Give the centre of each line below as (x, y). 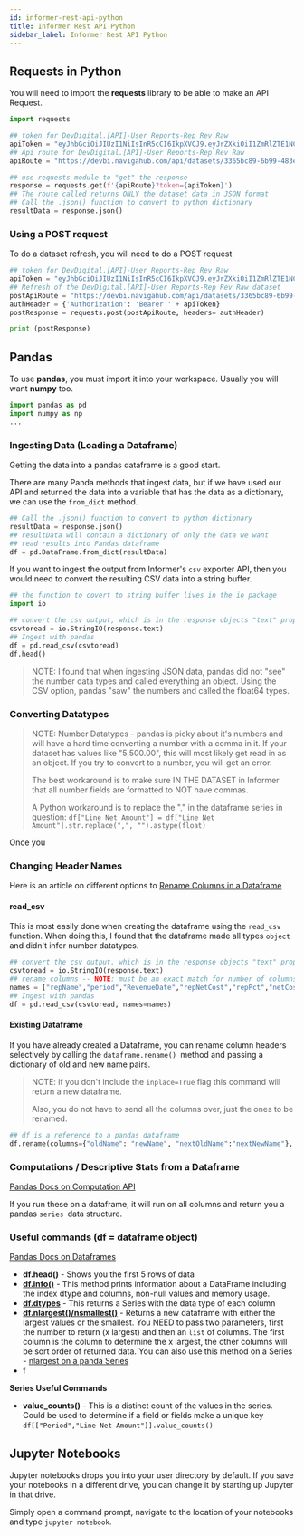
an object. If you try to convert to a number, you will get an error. (152, 763)
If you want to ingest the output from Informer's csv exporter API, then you (148, 569)
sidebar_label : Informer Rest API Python (89, 34)
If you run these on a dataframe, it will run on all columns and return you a (147, 1204)
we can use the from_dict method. (74, 502)
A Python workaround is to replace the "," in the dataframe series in (157, 807)
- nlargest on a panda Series (76, 1361)
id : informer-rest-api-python (66, 18)
